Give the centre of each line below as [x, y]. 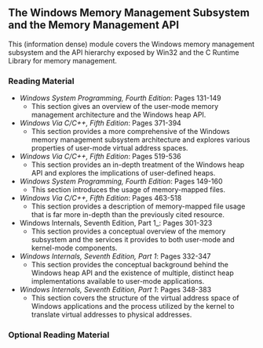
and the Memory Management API [93, 25]
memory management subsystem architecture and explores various [141, 140]
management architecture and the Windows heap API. [119, 115]
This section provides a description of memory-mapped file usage [138, 206]
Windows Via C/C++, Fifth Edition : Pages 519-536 [100, 157]
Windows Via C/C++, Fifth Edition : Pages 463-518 [100, 198]
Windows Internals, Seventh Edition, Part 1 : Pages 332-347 [115, 256]
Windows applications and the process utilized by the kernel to [133, 306]
